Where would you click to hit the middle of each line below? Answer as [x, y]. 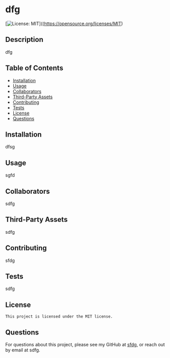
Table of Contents [34, 68]
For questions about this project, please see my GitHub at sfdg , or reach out [85, 345]
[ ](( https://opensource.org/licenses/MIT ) [64, 24]
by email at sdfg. [23, 350]
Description [24, 40]
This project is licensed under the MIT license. [59, 317]
